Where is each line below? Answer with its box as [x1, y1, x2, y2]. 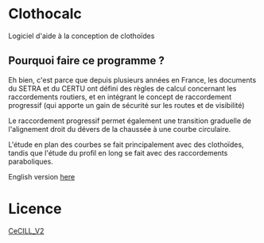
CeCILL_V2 [8, 226, 45, 235]
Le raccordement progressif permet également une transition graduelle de [8, 116, 252, 125]
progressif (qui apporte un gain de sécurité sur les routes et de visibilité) [8, 100, 245, 110]
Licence [8, 199, 62, 218]
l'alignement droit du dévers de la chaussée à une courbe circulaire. [8, 124, 231, 133]
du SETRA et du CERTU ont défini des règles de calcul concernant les [8, 83, 237, 93]
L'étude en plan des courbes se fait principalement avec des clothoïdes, [8, 140, 244, 149]
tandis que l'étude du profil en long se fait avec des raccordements [8, 148, 228, 157]
